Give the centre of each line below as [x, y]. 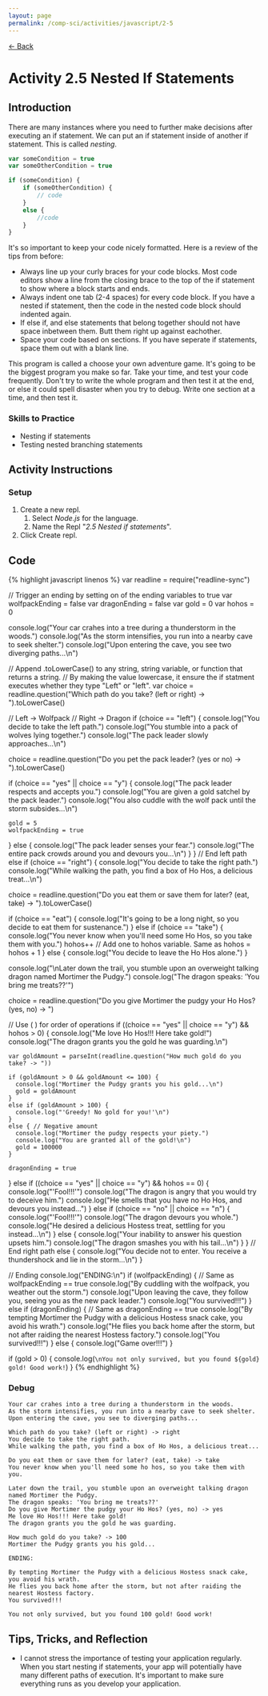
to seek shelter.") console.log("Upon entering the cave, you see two [120, 645]
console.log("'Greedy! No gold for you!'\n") [93, 1113]
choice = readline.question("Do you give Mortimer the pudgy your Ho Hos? [132, 1001]
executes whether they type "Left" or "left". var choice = [101, 686]
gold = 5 [23, 824]
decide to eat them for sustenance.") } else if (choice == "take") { [116, 927]
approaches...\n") [37, 744]
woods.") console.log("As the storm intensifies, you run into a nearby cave [131, 636]
